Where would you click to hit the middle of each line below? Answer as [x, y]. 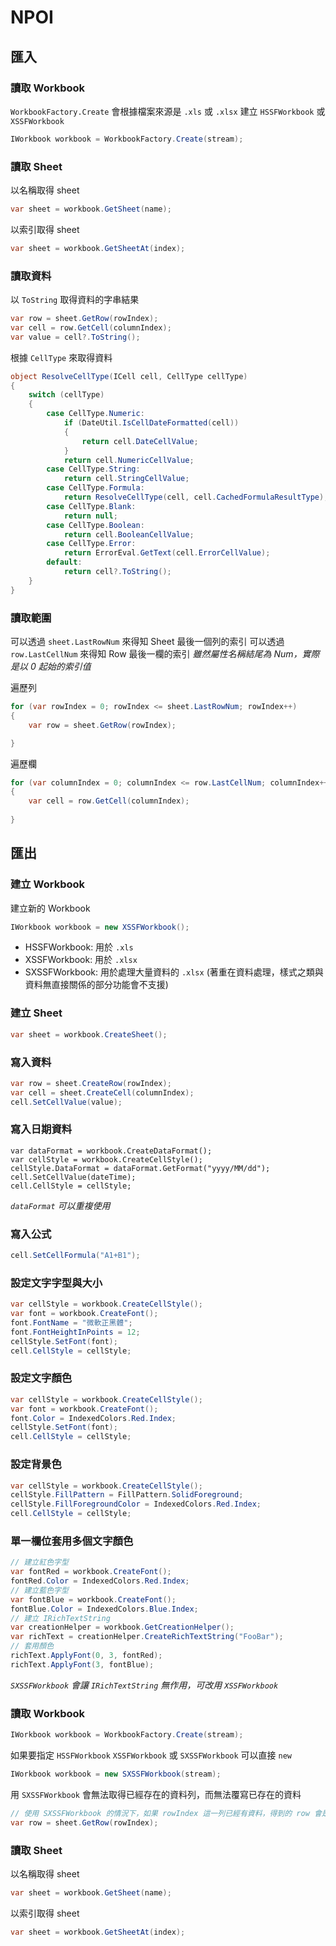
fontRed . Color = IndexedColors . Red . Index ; [100, 1581]
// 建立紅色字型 [39, 1562]
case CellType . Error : [91, 544]
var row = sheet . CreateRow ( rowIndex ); [91, 1083]
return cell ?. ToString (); [117, 572]
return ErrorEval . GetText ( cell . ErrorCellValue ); [167, 553]
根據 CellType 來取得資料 [61, 357]
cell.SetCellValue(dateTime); [73, 1177]
